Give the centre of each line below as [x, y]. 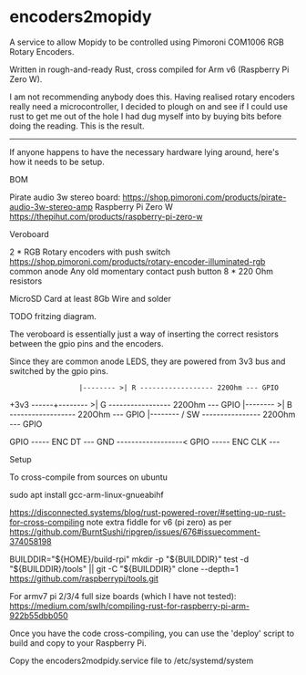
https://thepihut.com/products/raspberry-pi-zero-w [106, 216]
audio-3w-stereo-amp [51, 206]
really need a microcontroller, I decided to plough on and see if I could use [149, 106]
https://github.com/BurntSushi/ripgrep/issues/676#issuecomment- [135, 532]
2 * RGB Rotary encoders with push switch [90, 252]
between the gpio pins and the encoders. [87, 343]
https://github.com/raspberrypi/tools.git [84, 578]
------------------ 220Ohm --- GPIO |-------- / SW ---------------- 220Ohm [153, 414]
